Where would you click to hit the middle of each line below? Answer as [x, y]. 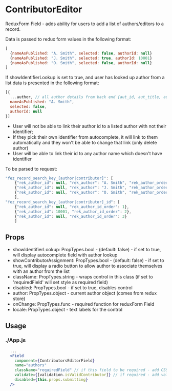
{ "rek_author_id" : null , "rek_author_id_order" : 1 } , [72, 207]
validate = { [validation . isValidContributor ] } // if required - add [87, 375]
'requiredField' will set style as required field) [60, 282]
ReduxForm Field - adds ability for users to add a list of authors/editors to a [84, 24]
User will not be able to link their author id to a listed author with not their [89, 126]
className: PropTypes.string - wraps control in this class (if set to [83, 277]
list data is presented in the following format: [52, 83]
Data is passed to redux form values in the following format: [68, 39]
